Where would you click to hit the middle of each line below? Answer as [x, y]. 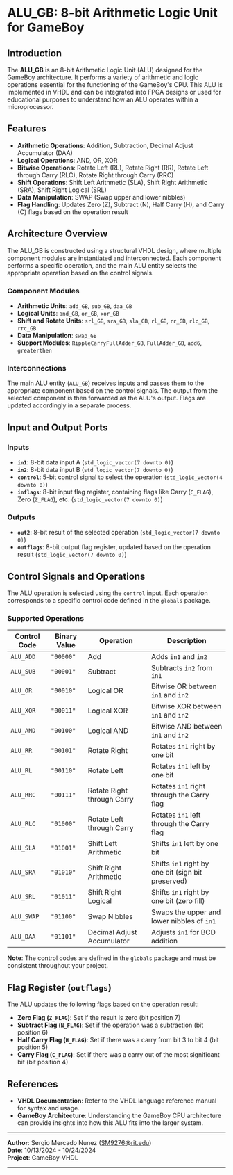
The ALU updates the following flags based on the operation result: [103, 1004]
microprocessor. [31, 107]
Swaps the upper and [186, 912]
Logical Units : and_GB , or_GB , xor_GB [68, 313]
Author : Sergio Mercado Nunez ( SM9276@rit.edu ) [79, 1142]
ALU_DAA [23, 937]
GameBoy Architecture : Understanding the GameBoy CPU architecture [119, 1115]
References [33, 1084]
